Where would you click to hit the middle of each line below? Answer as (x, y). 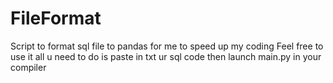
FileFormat (56, 18)
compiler (28, 67)
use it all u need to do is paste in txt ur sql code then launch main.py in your (166, 56)
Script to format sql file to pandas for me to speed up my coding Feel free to (167, 46)
